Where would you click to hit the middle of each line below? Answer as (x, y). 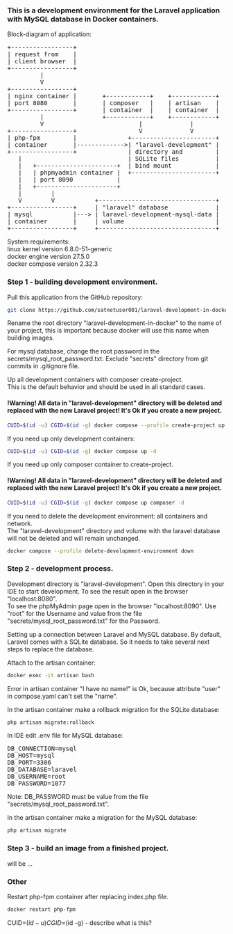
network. (20, 523)
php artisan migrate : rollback (51, 722)
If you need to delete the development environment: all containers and (107, 516)
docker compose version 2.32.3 (53, 264)
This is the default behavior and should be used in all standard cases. (106, 387)
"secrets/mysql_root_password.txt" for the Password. (84, 621)
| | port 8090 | (70, 180)
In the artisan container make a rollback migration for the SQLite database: (113, 709)
